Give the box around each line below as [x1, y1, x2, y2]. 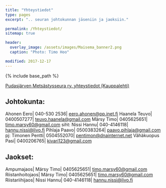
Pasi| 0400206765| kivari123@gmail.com [5, 138, 92, 144]
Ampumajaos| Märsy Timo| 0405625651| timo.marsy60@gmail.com [5, 166, 148, 172]
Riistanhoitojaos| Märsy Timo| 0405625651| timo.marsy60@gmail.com [5, 172, 153, 178]
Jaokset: [5, 152, 34, 161]
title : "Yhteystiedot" [5, 7, 53, 13]
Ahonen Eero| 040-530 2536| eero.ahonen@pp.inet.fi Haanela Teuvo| [5, 111, 152, 117]
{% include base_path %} [5, 72, 59, 79]
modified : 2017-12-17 [5, 59, 51, 64]
